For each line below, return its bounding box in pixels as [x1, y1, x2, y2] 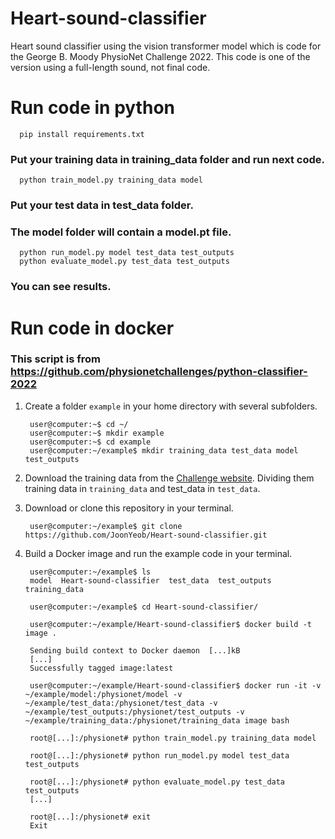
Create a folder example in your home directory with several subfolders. [24, 400, 318, 412]
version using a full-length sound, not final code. [10, 61, 211, 73]
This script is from [10, 352, 101, 366]
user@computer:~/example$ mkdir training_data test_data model [29, 445, 299, 456]
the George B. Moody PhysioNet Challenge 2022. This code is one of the [10, 50, 311, 62]
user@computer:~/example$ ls [29, 567, 152, 577]
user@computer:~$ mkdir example [29, 428, 165, 438]
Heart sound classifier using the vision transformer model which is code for [10, 40, 322, 52]
